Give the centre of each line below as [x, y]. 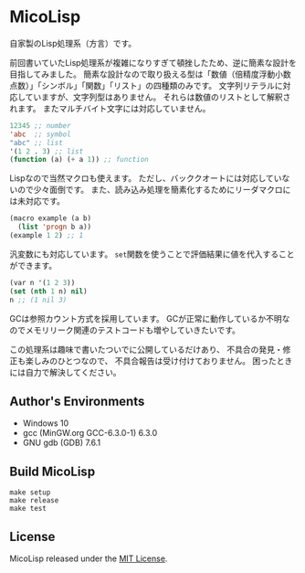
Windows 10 [46, 423]
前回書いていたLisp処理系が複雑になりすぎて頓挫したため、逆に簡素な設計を [153, 62]
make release [34, 501]
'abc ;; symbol [40, 134]
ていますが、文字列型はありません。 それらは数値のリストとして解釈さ [158, 97]
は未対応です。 [37, 201]
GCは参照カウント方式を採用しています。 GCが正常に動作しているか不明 [146, 318]
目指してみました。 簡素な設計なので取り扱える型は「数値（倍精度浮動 [142, 74]
